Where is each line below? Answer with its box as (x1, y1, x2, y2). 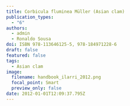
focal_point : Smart (11, 80, 59, 86)
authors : (6, 25, 28, 31)
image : (6, 69, 22, 75)
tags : (6, 58, 19, 64)
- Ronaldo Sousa (11, 36, 51, 42)
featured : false (6, 52, 46, 58)
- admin (11, 31, 31, 37)
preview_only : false (11, 85, 62, 91)
